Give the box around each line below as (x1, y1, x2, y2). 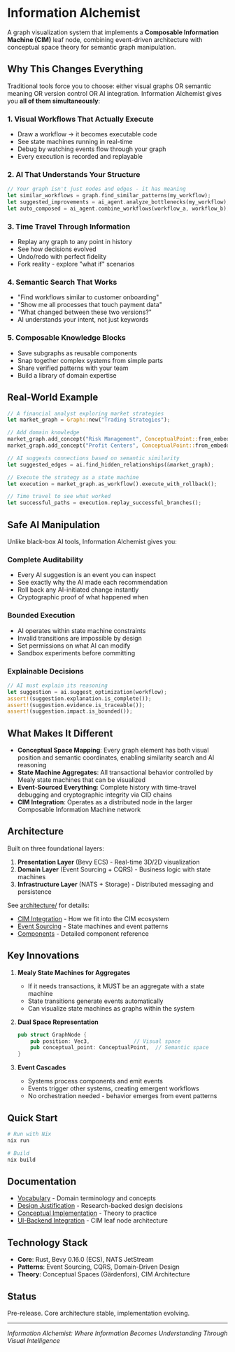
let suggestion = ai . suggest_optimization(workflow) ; (7, 688, 168, 695)
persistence (17, 887, 52, 896)
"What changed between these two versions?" (17, 308, 152, 316)
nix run (7, 1137, 30, 1144)
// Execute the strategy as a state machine (7, 474, 139, 481)
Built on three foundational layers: (7, 844, 105, 853)
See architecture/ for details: (7, 901, 90, 909)
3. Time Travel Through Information (7, 222, 131, 232)
